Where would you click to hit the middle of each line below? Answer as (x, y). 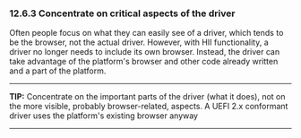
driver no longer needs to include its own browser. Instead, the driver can (145, 52)
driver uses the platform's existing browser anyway (104, 116)
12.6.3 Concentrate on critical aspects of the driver (122, 13)
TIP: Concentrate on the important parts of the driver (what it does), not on (147, 97)
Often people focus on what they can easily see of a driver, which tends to (146, 33)
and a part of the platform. (58, 71)
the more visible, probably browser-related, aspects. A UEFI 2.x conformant (149, 107)
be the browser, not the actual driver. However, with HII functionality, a (139, 42)
